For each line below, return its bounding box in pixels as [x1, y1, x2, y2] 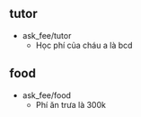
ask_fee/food [22, 89, 72, 101]
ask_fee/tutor [22, 30, 72, 40]
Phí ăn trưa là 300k [35, 99, 106, 110]
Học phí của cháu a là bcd [35, 40, 133, 50]
